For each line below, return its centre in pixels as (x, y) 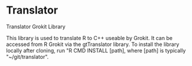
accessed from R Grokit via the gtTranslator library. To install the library (93, 44)
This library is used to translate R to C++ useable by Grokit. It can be (90, 38)
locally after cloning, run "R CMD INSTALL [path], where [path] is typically (96, 50)
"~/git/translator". (27, 57)
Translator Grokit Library (36, 27)
